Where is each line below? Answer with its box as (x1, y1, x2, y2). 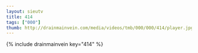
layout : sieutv (6, 8, 44, 15)
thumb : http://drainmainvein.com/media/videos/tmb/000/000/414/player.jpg (6, 24, 194, 31)
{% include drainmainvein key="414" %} (6, 41, 104, 48)
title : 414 (6, 14, 33, 20)
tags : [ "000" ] (6, 19, 41, 25)
